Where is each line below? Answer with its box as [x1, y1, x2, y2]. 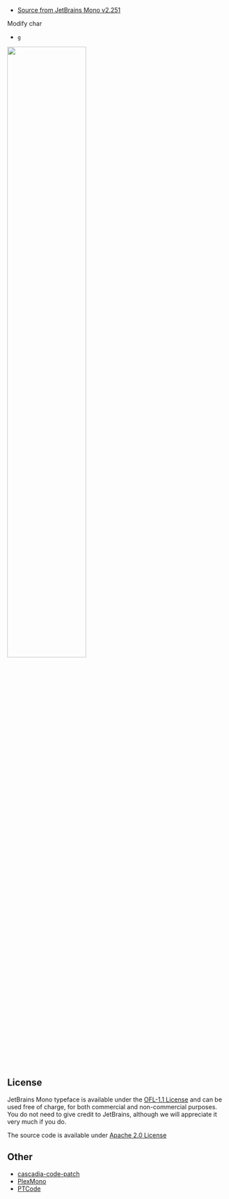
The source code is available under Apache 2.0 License [7, 1131, 167, 1139]
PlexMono [17, 1177, 47, 1185]
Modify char [7, 19, 42, 27]
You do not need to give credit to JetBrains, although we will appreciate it [7, 1110, 217, 1118]
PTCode [17, 1184, 41, 1193]
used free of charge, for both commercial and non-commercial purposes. [7, 1102, 218, 1111]
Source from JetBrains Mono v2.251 [17, 6, 121, 14]
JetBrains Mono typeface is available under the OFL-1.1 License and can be [7, 1095, 223, 1104]
